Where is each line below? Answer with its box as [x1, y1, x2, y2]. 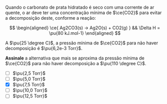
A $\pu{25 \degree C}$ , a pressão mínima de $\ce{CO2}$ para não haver [5, 40, 158, 46]
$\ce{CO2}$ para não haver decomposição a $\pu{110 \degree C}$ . [5, 61, 146, 66]
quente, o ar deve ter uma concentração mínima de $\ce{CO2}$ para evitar [5, 10, 162, 16]
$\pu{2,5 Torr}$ [12, 70, 46, 76]
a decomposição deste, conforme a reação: [5, 15, 96, 21]
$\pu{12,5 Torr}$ [12, 93, 47, 99]
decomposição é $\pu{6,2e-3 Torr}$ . [5, 45, 83, 51]
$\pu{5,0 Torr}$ [12, 76, 46, 82]
